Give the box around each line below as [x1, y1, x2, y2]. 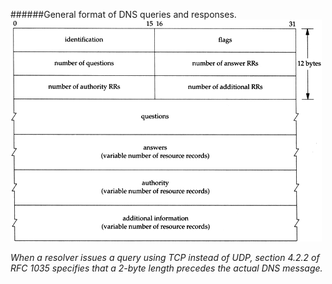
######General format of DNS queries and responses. [10, 9, 237, 20]
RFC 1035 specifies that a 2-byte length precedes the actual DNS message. [10, 262, 323, 274]
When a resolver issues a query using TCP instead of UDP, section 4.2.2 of [10, 252, 320, 263]
